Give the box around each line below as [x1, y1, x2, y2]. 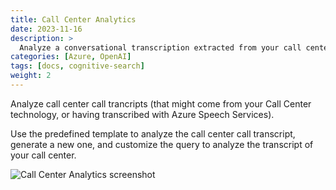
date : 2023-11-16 [10, 24, 83, 34]
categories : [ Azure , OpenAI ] [10, 52, 132, 62]
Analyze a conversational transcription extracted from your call [19, 42, 302, 53]
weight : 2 [10, 71, 52, 81]
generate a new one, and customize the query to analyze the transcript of [10, 138, 314, 150]
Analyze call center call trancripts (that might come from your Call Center [10, 97, 312, 110]
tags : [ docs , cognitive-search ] [10, 61, 145, 71]
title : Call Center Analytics [10, 14, 137, 25]
